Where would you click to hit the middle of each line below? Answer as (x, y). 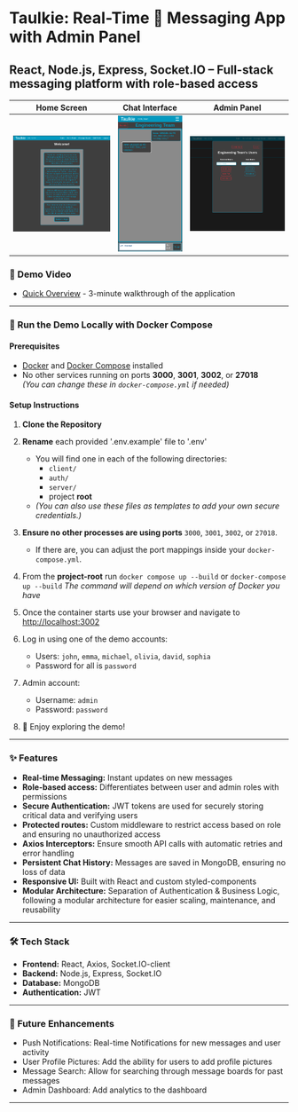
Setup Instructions (44, 405)
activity (35, 1053)
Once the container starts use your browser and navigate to (131, 612)
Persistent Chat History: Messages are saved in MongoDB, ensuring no (154, 862)
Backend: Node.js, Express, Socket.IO (92, 974)
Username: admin (67, 700)
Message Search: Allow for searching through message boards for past (153, 1071)
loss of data (43, 871)
